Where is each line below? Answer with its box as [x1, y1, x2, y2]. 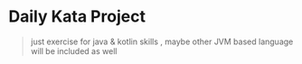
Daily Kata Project [8, 6, 146, 27]
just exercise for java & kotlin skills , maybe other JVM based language [30, 36, 294, 47]
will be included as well [30, 45, 118, 56]
